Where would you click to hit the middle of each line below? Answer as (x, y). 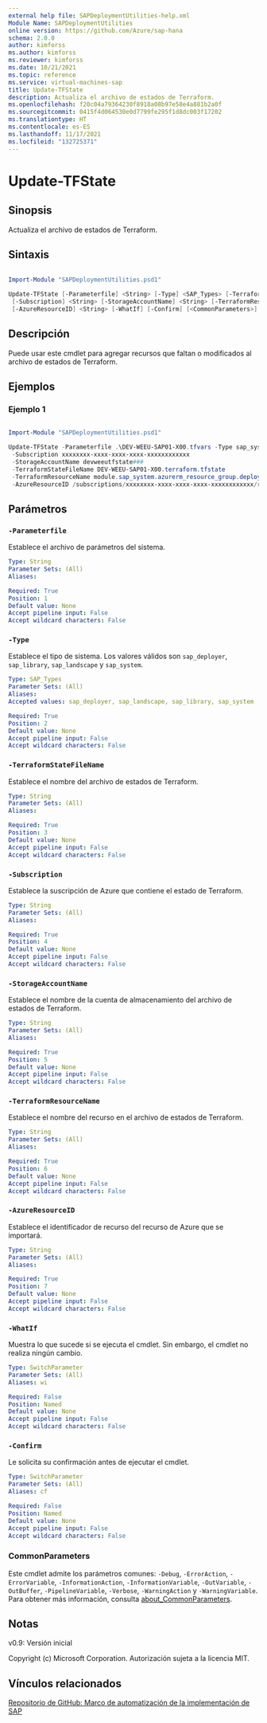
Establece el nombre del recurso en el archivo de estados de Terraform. (126, 1117)
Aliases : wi (28, 1382)
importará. (25, 1235)
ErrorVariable (32, 1583)
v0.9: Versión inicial (41, 1643)
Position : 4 (28, 942)
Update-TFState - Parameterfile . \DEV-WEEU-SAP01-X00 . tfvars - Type (120, 447)
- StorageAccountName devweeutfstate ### (78, 462)
